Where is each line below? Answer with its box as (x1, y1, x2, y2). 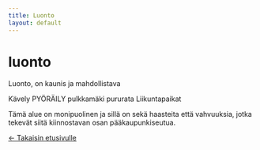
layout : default (8, 19, 62, 27)
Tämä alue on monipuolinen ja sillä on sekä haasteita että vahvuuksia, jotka (8, 110, 253, 119)
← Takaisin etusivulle (8, 133, 77, 143)
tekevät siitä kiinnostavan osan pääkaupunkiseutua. (8, 118, 176, 127)
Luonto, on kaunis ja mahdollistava (8, 79, 121, 88)
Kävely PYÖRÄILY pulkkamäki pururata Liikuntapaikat (8, 94, 182, 103)
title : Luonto (8, 11, 55, 20)
